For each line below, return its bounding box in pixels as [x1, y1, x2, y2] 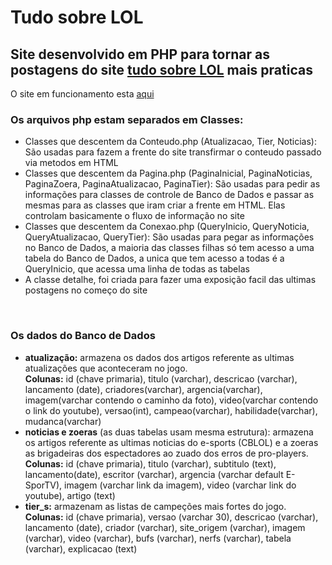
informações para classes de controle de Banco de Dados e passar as [24, 189, 315, 201]
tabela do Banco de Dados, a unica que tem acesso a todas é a [24, 252, 285, 265]
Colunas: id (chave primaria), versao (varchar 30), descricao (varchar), [24, 511, 319, 523]
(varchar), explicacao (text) [24, 542, 138, 555]
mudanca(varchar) [24, 415, 102, 427]
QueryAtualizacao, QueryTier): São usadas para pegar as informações [24, 231, 315, 243]
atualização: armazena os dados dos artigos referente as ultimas [24, 351, 295, 363]
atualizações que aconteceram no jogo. [24, 362, 188, 374]
